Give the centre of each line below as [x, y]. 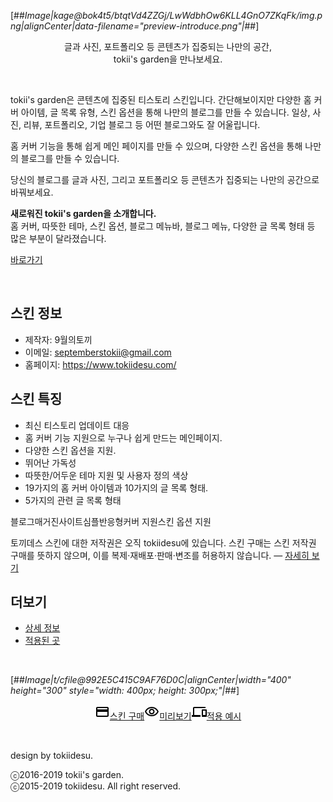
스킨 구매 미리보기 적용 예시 [175, 716]
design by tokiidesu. [52, 756]
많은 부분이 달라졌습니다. [58, 238]
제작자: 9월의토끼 [58, 339]
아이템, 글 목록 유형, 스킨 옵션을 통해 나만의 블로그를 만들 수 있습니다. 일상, [165, 112]
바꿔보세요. [32, 192]
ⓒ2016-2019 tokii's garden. [67, 775]
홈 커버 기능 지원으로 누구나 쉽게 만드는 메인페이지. [123, 437]
